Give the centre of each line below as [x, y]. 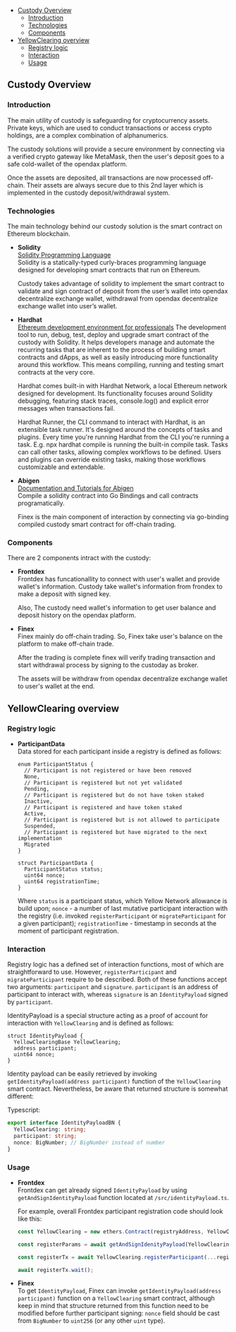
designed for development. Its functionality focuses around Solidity [115, 393]
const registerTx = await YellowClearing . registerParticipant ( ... [117, 1257]
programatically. [41, 503]
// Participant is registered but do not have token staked [114, 795]
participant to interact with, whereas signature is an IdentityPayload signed [118, 995]
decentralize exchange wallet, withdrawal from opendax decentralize [118, 298]
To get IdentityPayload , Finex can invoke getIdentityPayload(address [119, 1291]
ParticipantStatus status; [64, 869]
